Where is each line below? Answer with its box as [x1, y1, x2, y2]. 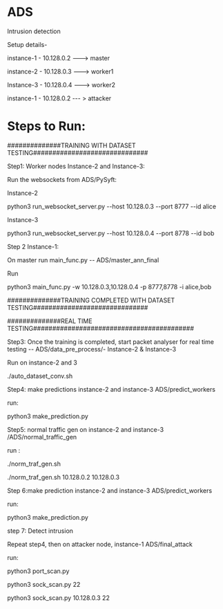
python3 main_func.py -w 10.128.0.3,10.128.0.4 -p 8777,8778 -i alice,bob [7, 282, 212, 291]
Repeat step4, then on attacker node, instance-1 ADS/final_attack [7, 540, 193, 548]
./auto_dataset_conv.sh [7, 372, 73, 380]
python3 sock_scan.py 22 [7, 580, 81, 588]
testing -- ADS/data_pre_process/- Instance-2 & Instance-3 [7, 345, 177, 353]
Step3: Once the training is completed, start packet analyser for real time [7, 337, 214, 346]
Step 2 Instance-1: [7, 242, 59, 251]
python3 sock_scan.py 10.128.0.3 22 [7, 593, 110, 602]
